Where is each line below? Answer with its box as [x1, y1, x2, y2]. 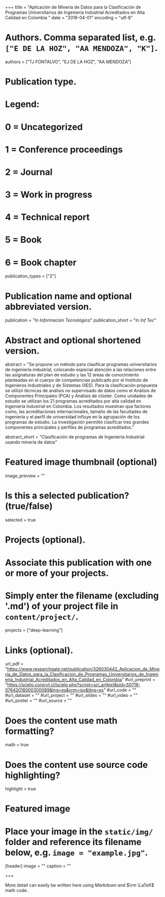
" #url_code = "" [103, 687, 137, 693]
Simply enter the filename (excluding [5, 590, 159, 601]
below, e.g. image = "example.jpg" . [5, 847, 148, 858]
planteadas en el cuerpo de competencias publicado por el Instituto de [5, 377, 148, 383]
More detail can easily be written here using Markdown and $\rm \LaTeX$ [5, 882, 155, 888]
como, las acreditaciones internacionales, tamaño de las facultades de [5, 408, 148, 414]
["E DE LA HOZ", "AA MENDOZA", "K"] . [5, 42, 158, 54]
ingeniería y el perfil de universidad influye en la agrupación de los [5, 414, 140, 420]
